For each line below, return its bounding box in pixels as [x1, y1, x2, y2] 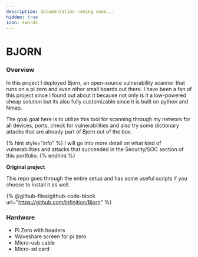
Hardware [6, 213, 35, 221]
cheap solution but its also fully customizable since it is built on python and [6, 98, 189, 105]
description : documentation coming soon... [6, 8, 115, 15]
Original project [6, 163, 45, 171]
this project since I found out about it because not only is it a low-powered [6, 92, 187, 99]
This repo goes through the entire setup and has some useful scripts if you [6, 175, 187, 182]
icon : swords [6, 19, 38, 25]
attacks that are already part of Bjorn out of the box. [6, 128, 133, 135]
